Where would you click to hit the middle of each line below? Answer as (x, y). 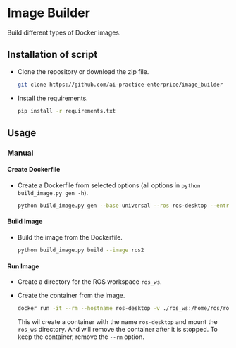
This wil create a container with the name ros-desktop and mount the (117, 322)
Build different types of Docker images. (64, 32)
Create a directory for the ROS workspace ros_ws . (89, 282)
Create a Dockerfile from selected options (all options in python (109, 185)
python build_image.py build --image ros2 (81, 250)
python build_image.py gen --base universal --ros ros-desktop (112, 206)
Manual (20, 153)
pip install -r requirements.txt (67, 111)
